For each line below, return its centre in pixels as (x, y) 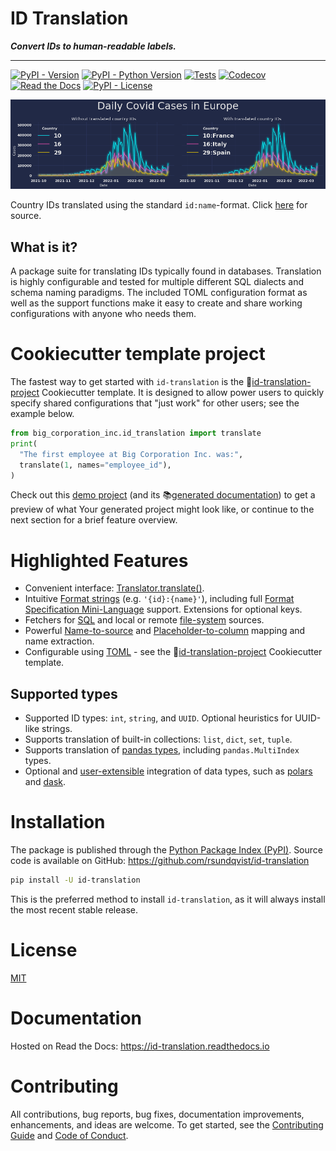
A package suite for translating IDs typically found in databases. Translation (166, 271)
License (44, 950)
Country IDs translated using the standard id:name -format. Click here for (159, 205)
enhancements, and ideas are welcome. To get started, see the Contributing (167, 1124)
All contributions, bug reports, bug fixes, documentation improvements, (157, 1114)
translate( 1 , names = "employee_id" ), (95, 465)
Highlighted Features (99, 560)
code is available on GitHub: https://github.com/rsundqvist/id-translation (160, 861)
